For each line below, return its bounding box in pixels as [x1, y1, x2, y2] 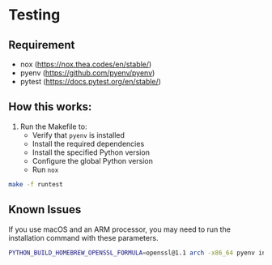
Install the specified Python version [32, 147, 150, 157]
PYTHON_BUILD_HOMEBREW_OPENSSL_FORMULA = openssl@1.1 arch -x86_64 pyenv [8, 249, 255, 257]
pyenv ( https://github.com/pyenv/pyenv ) [19, 68, 155, 78]
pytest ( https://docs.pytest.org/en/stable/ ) [19, 77, 162, 86]
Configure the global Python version [32, 156, 154, 165]
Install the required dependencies [32, 139, 145, 148]
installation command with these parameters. [8, 233, 159, 242]
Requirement [8, 38, 75, 52]
